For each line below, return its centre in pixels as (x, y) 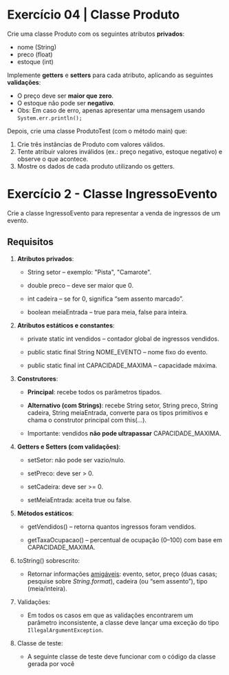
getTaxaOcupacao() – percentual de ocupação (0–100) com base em (124, 539)
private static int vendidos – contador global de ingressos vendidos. (123, 339)
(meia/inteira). (47, 588)
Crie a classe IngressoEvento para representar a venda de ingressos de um (114, 213)
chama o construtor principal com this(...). (87, 420)
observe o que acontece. (53, 159)
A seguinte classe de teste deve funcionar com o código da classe (121, 656)
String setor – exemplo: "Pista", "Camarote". (89, 272)
